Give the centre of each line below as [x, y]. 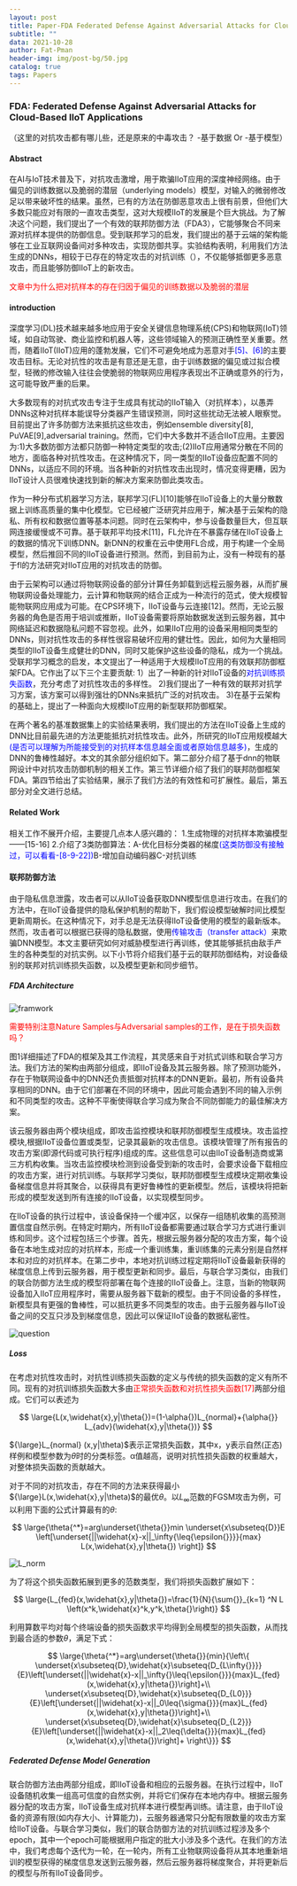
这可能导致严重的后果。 [52, 384]
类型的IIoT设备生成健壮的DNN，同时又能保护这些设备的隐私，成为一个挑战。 [148, 651]
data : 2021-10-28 [41, 42]
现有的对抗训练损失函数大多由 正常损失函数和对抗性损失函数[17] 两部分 [151, 1388]
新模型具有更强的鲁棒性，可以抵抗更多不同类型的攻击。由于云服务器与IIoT [144, 1305]
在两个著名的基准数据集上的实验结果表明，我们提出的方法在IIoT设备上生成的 [147, 725]
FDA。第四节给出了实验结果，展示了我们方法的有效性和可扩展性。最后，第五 [148, 780]
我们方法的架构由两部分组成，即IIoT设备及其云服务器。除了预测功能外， [155, 1067]
